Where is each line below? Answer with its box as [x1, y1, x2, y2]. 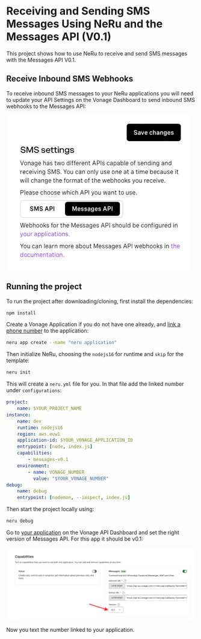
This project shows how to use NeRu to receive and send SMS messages [6, 49, 188, 57]
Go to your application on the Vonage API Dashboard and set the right [6, 529, 179, 536]
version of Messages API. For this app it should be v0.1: [6, 535, 143, 542]
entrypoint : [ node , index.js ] [17, 443, 93, 450]
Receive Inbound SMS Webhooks [6, 74, 134, 84]
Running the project [6, 282, 82, 292]
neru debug [6, 518, 34, 524]
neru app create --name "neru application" [6, 340, 117, 346]
